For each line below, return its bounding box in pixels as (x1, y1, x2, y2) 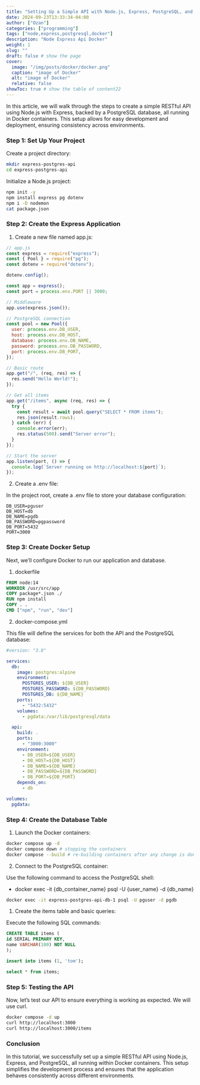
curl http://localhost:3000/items (6, 1025, 92, 1031)
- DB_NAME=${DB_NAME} (21, 763, 76, 769)
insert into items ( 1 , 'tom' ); (6, 958, 84, 964)
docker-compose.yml (14, 618, 68, 625)
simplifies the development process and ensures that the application (6, 1065, 174, 1073)
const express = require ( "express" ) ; (6, 251, 100, 257)
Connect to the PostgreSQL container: (14, 862, 109, 870)
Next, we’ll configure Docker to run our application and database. (6, 556, 167, 564)
